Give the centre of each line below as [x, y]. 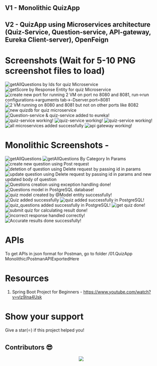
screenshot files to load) [55, 71]
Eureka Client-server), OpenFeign [57, 40]
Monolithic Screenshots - [57, 145]
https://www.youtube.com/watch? [117, 292]
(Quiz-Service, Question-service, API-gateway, [78, 32]
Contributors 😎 [29, 347]
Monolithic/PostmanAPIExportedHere [42, 259]
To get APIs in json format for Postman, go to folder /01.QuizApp [69, 253]
